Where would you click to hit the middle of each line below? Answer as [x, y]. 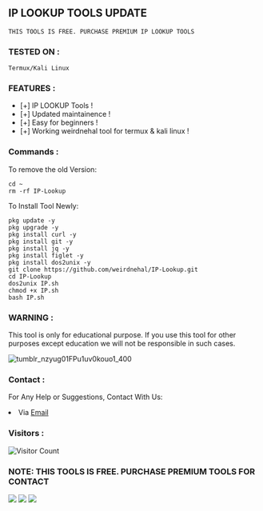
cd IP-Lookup [30, 276]
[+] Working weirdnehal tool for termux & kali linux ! [104, 131]
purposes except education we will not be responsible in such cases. [122, 343]
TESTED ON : [34, 51]
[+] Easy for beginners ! [59, 122]
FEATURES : [32, 89]
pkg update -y [32, 220]
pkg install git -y [41, 242]
